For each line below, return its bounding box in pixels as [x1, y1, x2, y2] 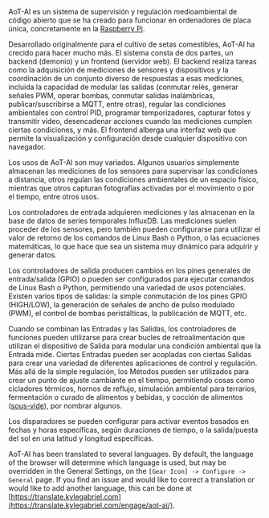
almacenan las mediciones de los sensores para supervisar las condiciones [8, 166, 259, 175]
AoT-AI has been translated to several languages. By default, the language [8, 450, 255, 458]
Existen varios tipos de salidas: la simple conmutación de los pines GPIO [8, 291, 247, 301]
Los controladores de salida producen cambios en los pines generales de [8, 265, 251, 275]
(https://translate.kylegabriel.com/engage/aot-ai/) [8, 500, 173, 510]
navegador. [8, 142, 46, 151]
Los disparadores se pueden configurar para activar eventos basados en [8, 417, 250, 425]
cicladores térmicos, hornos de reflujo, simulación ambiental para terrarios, [8, 384, 257, 393]
